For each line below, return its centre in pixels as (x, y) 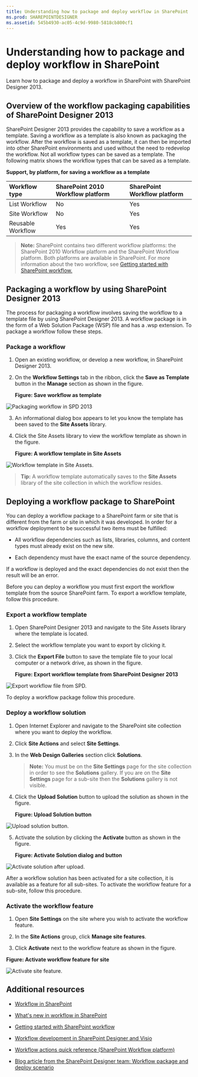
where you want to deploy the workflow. (63, 732)
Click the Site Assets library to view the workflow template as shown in (100, 436)
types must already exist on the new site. (65, 546)
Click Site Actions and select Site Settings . (67, 743)
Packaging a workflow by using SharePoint (86, 289)
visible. (38, 785)
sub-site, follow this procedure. (44, 891)
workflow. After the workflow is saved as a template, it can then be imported (99, 142)
